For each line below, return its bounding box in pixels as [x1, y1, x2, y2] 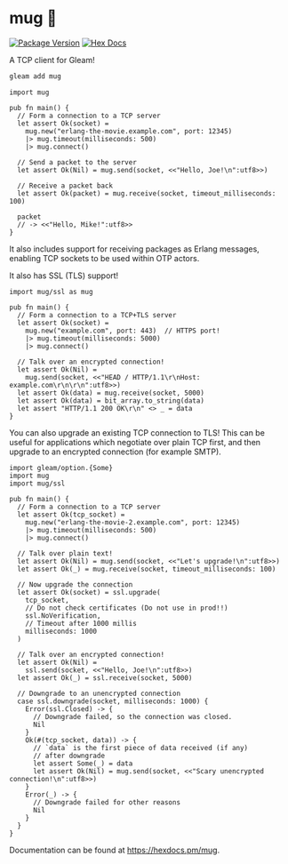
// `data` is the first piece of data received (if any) [32, 743, 249, 752]
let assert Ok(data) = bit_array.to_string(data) [17, 396, 204, 405]
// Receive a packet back [17, 181, 114, 190]
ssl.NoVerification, [25, 611, 101, 620]
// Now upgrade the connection [17, 580, 133, 589]
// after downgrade [32, 751, 105, 760]
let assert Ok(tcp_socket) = [17, 510, 125, 519]
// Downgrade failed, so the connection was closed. [32, 712, 233, 721]
